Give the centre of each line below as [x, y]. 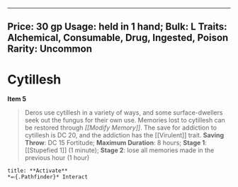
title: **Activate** [38, 171]
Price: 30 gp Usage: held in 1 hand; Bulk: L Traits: [118, 27]
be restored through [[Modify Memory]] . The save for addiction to [121, 127]
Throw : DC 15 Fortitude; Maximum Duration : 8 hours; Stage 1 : [115, 143]
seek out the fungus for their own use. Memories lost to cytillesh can [125, 120]
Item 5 [17, 99]
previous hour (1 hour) [57, 158]
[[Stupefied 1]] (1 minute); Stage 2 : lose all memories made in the [119, 150]
